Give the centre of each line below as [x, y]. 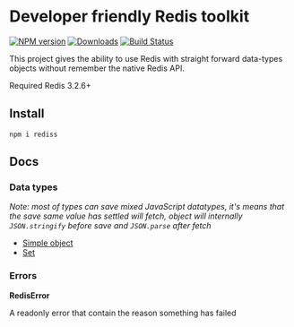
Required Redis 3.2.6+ [50, 85]
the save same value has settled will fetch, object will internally [126, 216]
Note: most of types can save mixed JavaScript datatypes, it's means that [147, 207]
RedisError [30, 295]
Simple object [48, 243]
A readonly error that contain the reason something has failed [123, 313]
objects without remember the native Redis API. [97, 68]
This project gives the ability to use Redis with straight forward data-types [146, 58]
